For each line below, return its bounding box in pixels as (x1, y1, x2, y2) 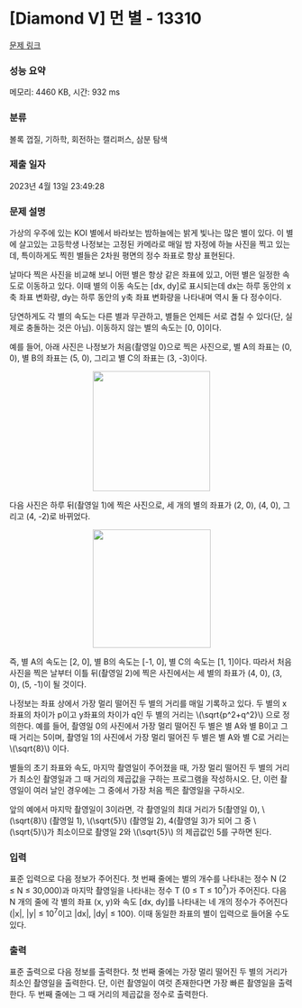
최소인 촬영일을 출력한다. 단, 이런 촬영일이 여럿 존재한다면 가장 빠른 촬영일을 (9, 977, 277, 988)
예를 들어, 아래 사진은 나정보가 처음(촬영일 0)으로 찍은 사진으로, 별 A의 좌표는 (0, (9, 342, 292, 353)
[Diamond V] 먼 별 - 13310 (9, 8, 202, 29)
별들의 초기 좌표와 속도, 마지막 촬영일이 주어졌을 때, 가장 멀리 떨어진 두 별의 (9, 763, 273, 774)
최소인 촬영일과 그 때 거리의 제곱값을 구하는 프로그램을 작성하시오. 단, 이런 (18, 774, 279, 784)
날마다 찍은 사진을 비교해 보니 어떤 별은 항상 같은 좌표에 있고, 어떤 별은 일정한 (9, 270, 281, 280)
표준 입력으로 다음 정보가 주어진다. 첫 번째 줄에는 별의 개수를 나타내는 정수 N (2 (9, 874, 287, 884)
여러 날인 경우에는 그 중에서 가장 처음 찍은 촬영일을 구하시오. (32, 785, 245, 796)
